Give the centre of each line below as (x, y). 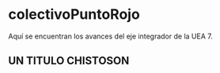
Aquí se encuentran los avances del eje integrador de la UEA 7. (110, 36)
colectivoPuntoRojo (74, 15)
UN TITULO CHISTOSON (69, 61)
